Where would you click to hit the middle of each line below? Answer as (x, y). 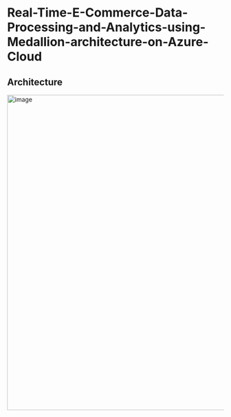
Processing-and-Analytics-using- (107, 27)
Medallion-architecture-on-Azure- (108, 42)
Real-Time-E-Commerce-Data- (98, 13)
